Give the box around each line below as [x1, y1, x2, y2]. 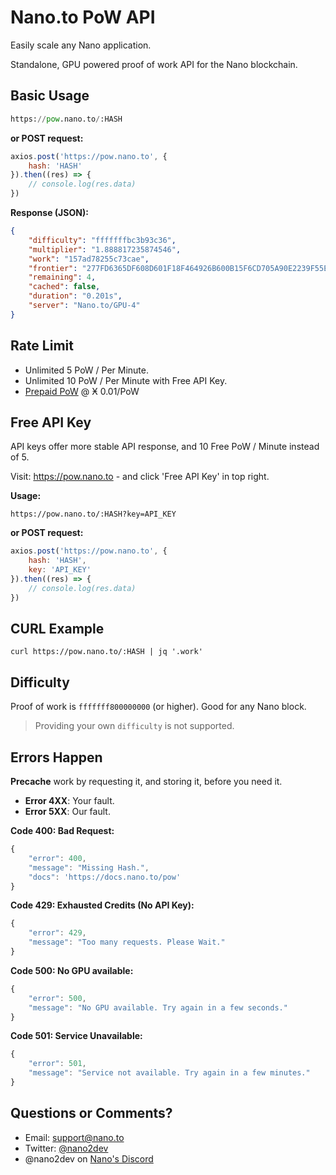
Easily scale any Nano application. [10, 39, 152, 51]
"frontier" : [28, 263, 78, 273]
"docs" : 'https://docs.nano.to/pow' [28, 872, 182, 882]
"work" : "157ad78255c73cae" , [28, 254, 150, 264]
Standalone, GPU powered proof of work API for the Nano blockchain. [10, 58, 298, 70]
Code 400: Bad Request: [10, 825, 115, 837]
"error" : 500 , [28, 993, 87, 1003]
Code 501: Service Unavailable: [10, 1030, 143, 1042]
